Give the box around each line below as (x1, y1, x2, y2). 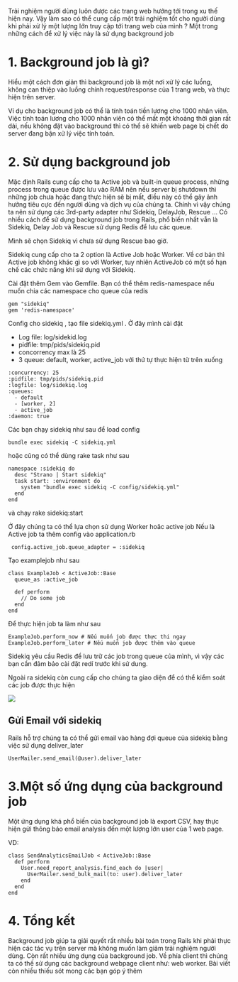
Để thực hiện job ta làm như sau (8, 619, 101, 628)
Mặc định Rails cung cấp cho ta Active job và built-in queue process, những (8, 178, 229, 186)
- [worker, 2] (14, 400, 56, 408)
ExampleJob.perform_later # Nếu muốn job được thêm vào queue (8, 639, 195, 646)
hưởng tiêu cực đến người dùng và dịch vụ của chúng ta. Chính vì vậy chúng (8, 200, 231, 209)
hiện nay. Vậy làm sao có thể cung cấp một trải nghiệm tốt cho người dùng (8, 14, 225, 23)
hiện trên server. (8, 92, 56, 101)
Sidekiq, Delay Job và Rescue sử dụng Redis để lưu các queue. (8, 222, 193, 231)
